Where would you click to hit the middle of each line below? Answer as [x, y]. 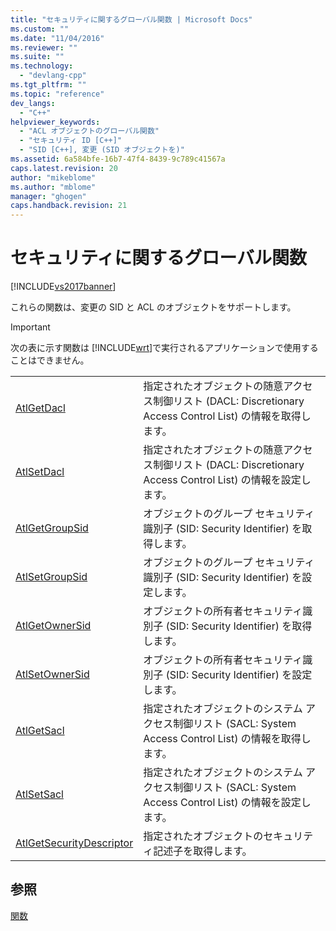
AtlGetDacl [40, 408]
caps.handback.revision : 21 [69, 206]
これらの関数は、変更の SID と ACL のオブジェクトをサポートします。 [153, 307]
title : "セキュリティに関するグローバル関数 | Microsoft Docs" [131, 19]
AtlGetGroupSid [52, 528]
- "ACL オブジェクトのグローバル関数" [89, 131]
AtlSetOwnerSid [52, 674]
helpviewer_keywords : [55, 122]
